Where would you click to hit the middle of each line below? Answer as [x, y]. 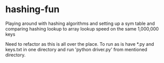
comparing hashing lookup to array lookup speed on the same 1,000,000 [82, 28]
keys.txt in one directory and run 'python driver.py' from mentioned [76, 49]
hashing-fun [33, 9]
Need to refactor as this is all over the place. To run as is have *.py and [80, 44]
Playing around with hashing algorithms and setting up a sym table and [80, 23]
